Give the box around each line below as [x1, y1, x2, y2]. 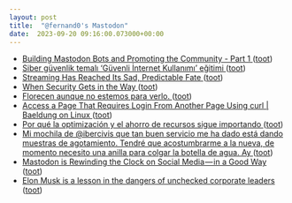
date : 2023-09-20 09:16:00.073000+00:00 [9, 29, 165, 38]
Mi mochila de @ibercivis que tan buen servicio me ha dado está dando [21, 129, 283, 139]
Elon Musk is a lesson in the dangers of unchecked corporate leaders [21, 176, 276, 186]
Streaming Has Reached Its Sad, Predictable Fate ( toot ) [21, 72, 224, 83]
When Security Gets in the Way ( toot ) [21, 81, 158, 93]
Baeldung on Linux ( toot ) [21, 109, 113, 120]
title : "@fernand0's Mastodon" [9, 21, 128, 30]
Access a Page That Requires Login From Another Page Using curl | [21, 101, 269, 111]
